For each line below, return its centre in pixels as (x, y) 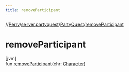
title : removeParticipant (33, 10)
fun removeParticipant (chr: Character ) (45, 64)
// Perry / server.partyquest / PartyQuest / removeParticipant (64, 24)
